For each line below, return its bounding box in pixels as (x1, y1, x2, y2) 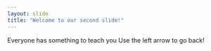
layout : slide (7, 10, 49, 17)
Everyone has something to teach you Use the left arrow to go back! (7, 36, 205, 44)
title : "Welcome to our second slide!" (7, 17, 124, 24)
